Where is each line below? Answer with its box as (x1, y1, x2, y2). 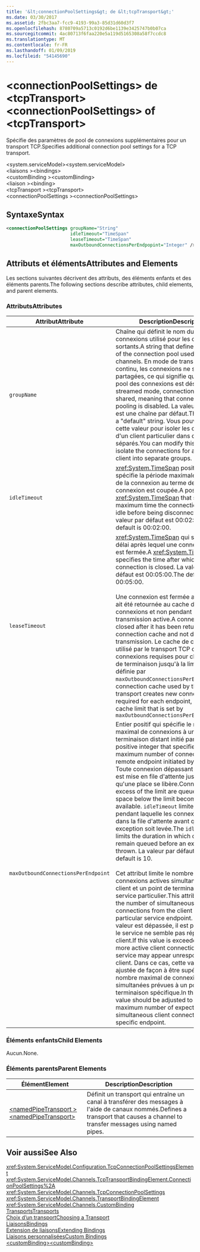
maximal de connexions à (115, 727, 187, 736)
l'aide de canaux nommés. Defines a (86, 1105, 187, 1113)
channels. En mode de (115, 357, 178, 365)
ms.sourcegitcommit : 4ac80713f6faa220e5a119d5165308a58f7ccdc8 (6, 31, 167, 37)
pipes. (86, 1127, 104, 1136)
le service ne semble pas (115, 928, 186, 937)
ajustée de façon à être (115, 966, 180, 974)
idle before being (115, 508, 164, 516)
